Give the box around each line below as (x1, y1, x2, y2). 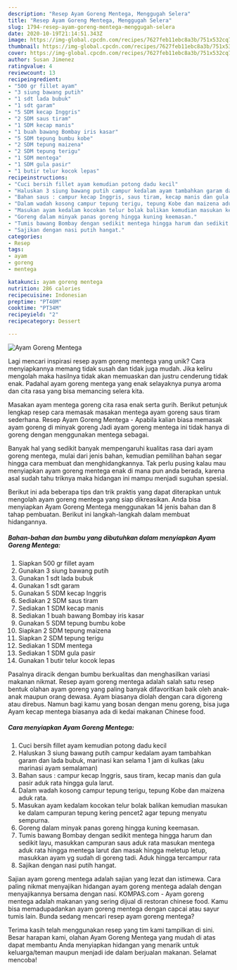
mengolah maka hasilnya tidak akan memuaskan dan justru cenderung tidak (8, 371, 228, 380)
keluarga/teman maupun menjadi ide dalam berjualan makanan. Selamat (8, 948, 217, 957)
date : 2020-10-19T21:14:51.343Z (8, 30, 103, 37)
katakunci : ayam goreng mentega (8, 278, 103, 285)
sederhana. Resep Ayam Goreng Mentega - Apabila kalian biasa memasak (8, 415, 223, 423)
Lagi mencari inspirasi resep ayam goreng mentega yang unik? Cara (8, 356, 205, 365)
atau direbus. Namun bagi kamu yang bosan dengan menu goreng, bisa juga (8, 699, 230, 708)
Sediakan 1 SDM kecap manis (18, 604, 104, 612)
